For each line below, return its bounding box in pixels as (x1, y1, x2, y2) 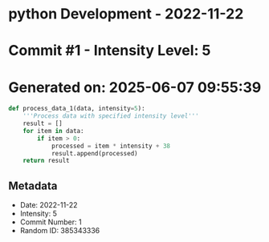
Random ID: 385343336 (19, 226, 100, 236)
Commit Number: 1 (19, 217, 82, 227)
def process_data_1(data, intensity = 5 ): (8, 105, 146, 113)
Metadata (8, 179, 58, 192)
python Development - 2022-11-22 (8, 5, 244, 23)
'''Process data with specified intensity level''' (22, 112, 199, 120)
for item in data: (22, 127, 84, 135)
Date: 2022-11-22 (19, 200, 78, 210)
